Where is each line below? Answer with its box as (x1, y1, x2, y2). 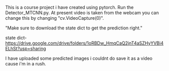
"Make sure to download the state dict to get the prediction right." (5, 25, 143, 31)
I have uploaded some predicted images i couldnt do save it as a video (5, 55, 153, 61)
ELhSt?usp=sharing (5, 46, 47, 51)
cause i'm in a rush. (5, 61, 47, 66)
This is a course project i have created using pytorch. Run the (5, 5, 134, 10)
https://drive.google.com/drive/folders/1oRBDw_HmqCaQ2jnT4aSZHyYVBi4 (5, 40, 164, 46)
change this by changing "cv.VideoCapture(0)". (5, 15, 104, 21)
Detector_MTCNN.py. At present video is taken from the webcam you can (5, 10, 159, 16)
